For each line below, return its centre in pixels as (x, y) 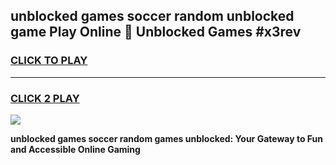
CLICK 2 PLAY (45, 98)
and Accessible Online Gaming (75, 149)
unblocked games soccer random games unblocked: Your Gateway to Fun (166, 138)
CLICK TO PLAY (49, 61)
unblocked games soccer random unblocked (152, 16)
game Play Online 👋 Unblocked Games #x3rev (156, 32)
